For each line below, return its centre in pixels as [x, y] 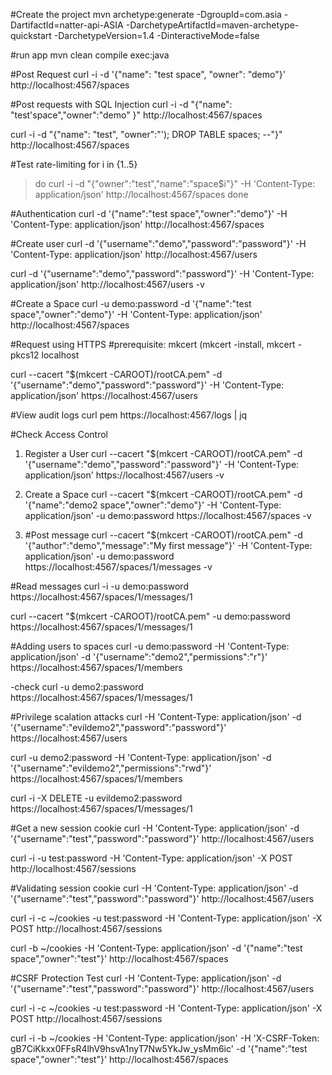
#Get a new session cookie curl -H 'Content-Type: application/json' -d [155, 828]
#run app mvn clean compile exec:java [90, 55]
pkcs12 [25, 355]
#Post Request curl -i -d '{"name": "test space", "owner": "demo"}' [148, 74]
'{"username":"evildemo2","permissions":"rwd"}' [111, 768]
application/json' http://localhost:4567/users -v [107, 284]
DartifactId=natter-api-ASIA [67, 25]
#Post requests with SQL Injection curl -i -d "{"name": [121, 104]
